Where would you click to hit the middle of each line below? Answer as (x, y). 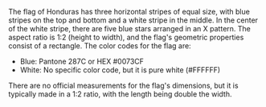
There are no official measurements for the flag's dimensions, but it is (123, 85)
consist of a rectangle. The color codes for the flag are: (100, 46)
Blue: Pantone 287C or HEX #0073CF (82, 61)
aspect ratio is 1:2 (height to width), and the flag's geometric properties (126, 37)
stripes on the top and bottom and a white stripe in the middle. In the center (133, 20)
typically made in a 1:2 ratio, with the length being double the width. (120, 94)
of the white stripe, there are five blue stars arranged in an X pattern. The (130, 29)
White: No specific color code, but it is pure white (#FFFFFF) (120, 70)
